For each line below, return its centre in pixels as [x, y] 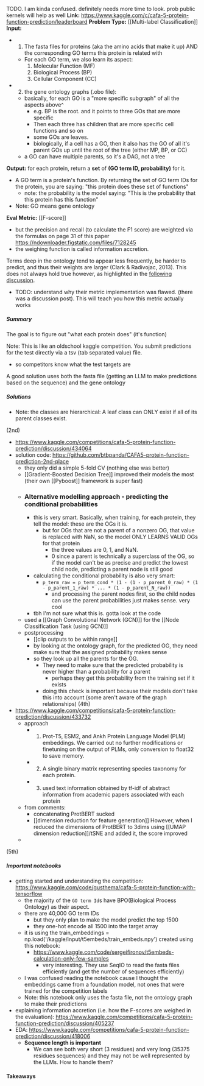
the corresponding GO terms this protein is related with [93, 53]
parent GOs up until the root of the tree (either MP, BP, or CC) [110, 150]
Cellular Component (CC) [65, 79]
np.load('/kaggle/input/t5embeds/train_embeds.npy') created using [109, 939]
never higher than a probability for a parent [96, 672]
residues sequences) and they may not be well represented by [112, 1056]
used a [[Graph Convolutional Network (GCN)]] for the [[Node [102, 620]
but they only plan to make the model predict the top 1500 [106, 920]
